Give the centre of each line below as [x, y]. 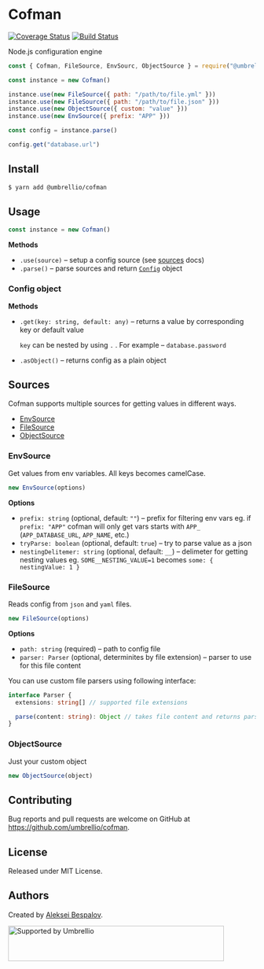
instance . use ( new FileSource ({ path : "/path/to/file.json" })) [114, 101]
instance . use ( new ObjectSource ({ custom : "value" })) [98, 109]
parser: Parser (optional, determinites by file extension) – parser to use [136, 657]
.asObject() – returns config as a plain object [93, 360]
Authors [29, 895]
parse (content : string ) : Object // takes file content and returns [128, 717]
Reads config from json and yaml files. [70, 604]
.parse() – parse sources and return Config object [101, 268]
